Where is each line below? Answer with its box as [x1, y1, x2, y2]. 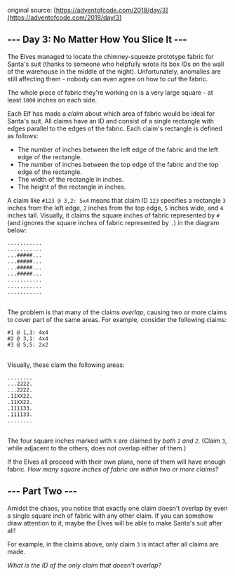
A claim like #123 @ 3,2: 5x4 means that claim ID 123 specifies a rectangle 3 [7, 196, 226, 204]
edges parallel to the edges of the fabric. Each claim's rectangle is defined [7, 124, 222, 133]
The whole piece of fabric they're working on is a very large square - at [7, 88, 214, 97]
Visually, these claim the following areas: [7, 361, 125, 369]
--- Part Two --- [7, 485, 78, 497]
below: [7, 226, 27, 234]
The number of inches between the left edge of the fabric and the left [17, 145, 219, 154]
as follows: [7, 131, 39, 140]
